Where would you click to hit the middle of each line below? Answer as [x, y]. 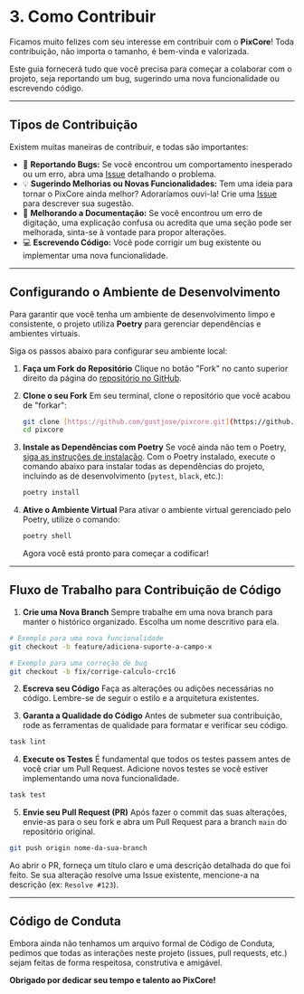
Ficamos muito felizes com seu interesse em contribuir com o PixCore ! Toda [152, 42]
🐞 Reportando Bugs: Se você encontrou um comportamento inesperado [157, 164]
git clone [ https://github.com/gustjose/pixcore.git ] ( [128, 421]
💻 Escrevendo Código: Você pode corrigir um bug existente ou [142, 242]
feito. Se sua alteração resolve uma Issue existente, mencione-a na [134, 875]
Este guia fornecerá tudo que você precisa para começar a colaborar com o [151, 69]
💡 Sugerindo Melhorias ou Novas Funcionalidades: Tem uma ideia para [157, 184]
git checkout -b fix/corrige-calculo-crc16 [93, 671]
